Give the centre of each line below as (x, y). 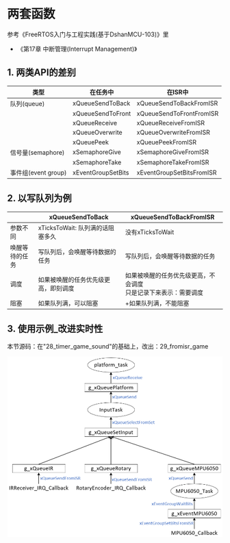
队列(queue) (27, 103)
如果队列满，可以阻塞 (68, 303)
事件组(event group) (38, 173)
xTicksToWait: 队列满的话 (73, 228)
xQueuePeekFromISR (167, 142)
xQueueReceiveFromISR (171, 123)
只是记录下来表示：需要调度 (165, 292)
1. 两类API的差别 (42, 73)
